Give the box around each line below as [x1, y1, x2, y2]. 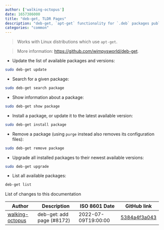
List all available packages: [12, 173, 66, 179]
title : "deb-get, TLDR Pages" [5, 16, 67, 21]
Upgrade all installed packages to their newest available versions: [12, 155, 144, 161]
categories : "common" [5, 25, 49, 30]
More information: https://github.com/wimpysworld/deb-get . [17, 48, 139, 54]
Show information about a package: [12, 94, 84, 100]
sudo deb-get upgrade [5, 164, 49, 169]
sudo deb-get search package [5, 86, 64, 91]
